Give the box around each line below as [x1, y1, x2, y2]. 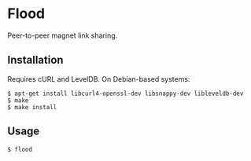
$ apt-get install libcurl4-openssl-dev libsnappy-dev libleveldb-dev [7, 90, 244, 97]
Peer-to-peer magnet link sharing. [7, 31, 118, 40]
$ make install [7, 103, 57, 111]
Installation [7, 53, 64, 67]
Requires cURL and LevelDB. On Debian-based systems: [7, 74, 190, 83]
